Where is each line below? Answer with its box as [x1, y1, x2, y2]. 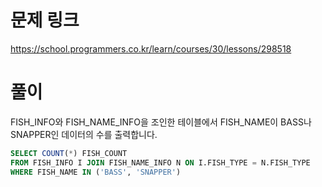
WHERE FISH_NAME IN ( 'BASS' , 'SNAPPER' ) [10, 167, 182, 177]
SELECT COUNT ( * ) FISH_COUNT [10, 148, 128, 158]
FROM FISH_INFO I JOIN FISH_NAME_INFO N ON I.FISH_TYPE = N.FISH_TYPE [10, 157, 311, 168]
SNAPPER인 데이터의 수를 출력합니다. [10, 128, 158, 140]
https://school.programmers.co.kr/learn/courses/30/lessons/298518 [10, 42, 292, 55]
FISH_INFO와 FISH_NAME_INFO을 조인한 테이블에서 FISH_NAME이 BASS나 [10, 116, 312, 128]
